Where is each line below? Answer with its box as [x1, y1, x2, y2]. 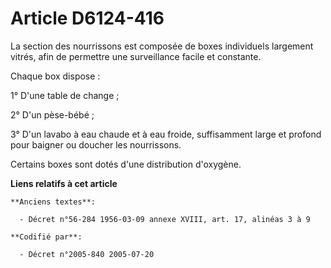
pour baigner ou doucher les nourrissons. [10, 138, 182, 151]
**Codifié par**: [10, 232, 83, 242]
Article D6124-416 [10, 7, 165, 30]
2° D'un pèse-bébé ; [10, 108, 95, 121]
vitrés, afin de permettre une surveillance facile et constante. [10, 50, 262, 62]
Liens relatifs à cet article [10, 177, 118, 189]
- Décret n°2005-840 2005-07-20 [19, 249, 155, 259]
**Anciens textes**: [10, 197, 97, 207]
